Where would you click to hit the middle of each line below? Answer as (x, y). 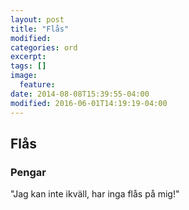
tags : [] (28, 66)
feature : (37, 85)
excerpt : (28, 57)
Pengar (28, 172)
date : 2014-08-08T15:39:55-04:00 (80, 94)
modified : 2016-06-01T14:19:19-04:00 (89, 103)
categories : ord (44, 47)
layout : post (37, 19)
